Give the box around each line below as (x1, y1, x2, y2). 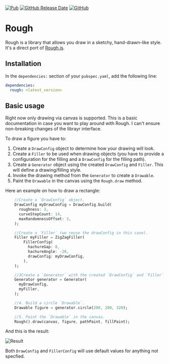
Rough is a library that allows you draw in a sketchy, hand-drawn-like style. (5, 39, 162, 45)
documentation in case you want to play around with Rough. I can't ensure (5, 120, 160, 126)
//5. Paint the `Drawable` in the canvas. (14, 314, 105, 319)
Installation (5, 59, 41, 68)
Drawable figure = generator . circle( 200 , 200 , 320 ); (14, 305, 128, 310)
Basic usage (5, 102, 45, 110)
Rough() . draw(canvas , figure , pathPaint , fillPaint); (14, 319, 130, 324)
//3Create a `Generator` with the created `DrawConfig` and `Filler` (14, 272, 164, 278)
